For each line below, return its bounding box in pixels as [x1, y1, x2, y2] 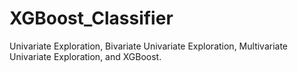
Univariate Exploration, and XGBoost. [9, 50, 162, 62]
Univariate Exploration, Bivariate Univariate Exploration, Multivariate [9, 40, 289, 52]
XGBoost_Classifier [9, 7, 174, 30]
